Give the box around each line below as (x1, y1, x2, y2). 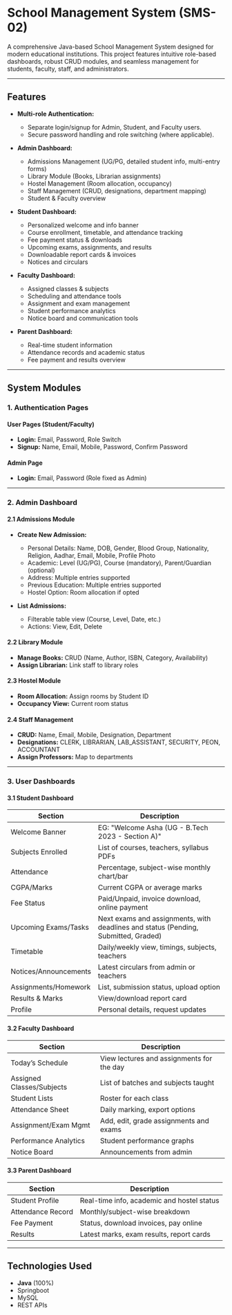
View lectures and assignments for (99, 1053, 213, 1063)
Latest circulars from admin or (97, 962, 195, 972)
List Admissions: (17, 601, 67, 610)
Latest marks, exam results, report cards (79, 1229, 211, 1239)
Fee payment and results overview (27, 355, 126, 364)
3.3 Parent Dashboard (7, 1166, 71, 1175)
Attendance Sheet (10, 1104, 69, 1114)
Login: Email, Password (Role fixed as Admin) (17, 474, 147, 482)
